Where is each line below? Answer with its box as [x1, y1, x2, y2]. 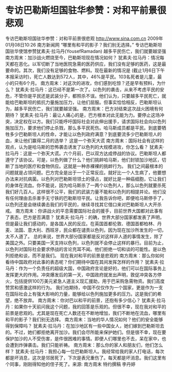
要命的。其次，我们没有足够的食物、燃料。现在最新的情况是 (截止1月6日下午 [5, 67, 165, 73]
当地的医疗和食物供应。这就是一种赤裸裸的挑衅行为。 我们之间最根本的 [14, 163, 163, 169]
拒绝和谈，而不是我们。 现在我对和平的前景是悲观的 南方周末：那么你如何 [9, 252, 164, 259]
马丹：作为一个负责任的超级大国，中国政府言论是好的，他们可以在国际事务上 [5, 265, 166, 271]
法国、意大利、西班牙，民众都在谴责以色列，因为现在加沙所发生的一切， [14, 227, 166, 233]
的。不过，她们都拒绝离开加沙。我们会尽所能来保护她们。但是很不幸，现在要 [5, 329, 166, 335]
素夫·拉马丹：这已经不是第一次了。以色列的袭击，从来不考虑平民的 [19, 86, 160, 92]
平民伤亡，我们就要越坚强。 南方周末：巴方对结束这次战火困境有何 [22, 105, 163, 111]
